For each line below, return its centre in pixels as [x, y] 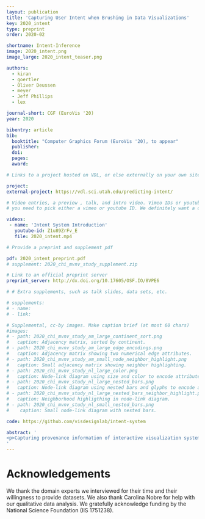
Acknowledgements [59, 474]
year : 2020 [20, 119]
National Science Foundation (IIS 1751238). [60, 510]
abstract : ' [21, 432]
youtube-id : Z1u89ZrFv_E [46, 231]
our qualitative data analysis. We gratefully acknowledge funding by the [96, 504]
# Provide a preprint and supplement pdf [60, 247]
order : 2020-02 [26, 35]
